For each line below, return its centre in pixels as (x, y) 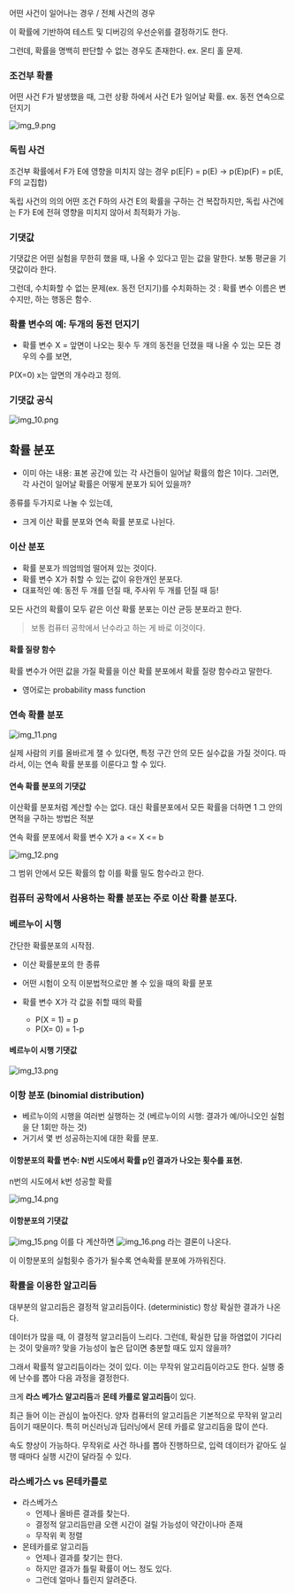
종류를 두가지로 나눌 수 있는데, (61, 503)
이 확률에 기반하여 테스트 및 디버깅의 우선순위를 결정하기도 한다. (119, 32)
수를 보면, (55, 356)
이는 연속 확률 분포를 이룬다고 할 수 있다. (97, 764)
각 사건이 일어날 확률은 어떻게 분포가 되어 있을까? (106, 484)
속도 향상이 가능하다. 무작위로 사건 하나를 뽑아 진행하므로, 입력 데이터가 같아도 (144, 1445)
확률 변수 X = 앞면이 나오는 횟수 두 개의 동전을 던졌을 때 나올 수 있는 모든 (147, 345)
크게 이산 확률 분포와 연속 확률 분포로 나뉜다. (98, 522)
